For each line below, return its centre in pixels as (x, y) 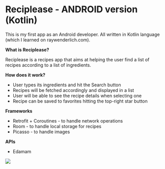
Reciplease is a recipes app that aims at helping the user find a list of (77, 59)
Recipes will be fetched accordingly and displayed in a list (73, 90)
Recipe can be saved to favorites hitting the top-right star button (80, 101)
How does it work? (25, 75)
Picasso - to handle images (41, 132)
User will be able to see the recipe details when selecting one (77, 95)
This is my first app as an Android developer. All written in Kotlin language (82, 34)
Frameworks (19, 111)
